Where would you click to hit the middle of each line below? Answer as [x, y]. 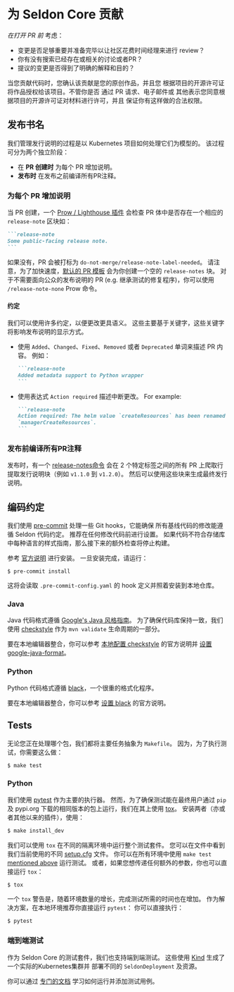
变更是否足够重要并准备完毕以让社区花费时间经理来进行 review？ [111, 50]
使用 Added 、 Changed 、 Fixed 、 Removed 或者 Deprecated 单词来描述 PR [116, 347]
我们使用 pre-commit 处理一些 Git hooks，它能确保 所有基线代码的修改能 [112, 526]
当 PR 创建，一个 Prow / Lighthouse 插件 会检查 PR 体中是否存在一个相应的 [115, 213]
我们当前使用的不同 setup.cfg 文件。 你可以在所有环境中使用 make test [110, 854]
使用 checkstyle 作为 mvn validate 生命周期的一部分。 [85, 629]
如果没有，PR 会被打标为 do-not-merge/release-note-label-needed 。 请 [111, 262]
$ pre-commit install [39, 571]
